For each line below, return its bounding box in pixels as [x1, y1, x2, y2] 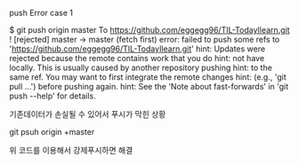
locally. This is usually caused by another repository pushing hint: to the [9, 62, 273, 73]
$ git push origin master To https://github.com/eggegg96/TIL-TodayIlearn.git [9, 25, 290, 35]
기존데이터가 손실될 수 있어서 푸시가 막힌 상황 [9, 109, 166, 119]
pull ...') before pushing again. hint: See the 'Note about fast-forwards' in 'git [9, 82, 289, 91]
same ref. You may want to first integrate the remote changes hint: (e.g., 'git [9, 72, 287, 82]
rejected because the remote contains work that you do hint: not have [9, 53, 265, 63]
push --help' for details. [9, 90, 96, 101]
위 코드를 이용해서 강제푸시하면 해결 [9, 145, 133, 155]
